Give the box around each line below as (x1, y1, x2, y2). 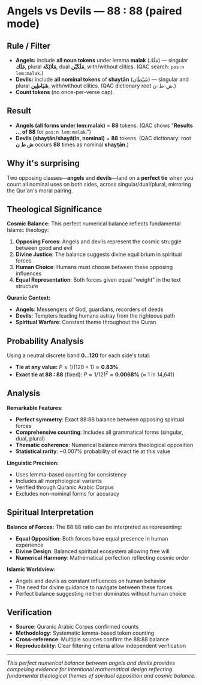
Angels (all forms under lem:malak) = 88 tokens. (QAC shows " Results (15, 122, 194, 129)
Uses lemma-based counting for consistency (15, 470, 127, 478)
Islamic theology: (7, 227, 49, 234)
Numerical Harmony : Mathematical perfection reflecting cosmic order (15, 554, 189, 561)
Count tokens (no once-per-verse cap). (15, 89, 114, 95)
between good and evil (15, 245, 73, 252)
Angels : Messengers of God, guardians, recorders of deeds (15, 306, 164, 313)
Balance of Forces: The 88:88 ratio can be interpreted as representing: (7, 523, 183, 530)
